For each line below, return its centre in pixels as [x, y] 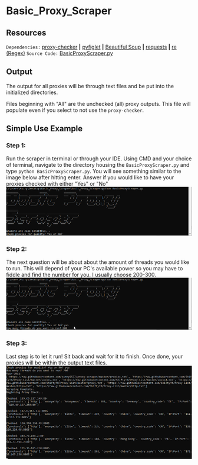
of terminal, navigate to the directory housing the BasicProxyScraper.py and [98, 164]
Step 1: [16, 146]
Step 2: [17, 249]
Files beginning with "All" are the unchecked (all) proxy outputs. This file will [98, 104]
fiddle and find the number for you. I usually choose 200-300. [81, 275]
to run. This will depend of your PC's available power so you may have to [95, 268]
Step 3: [17, 343]
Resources [26, 33]
